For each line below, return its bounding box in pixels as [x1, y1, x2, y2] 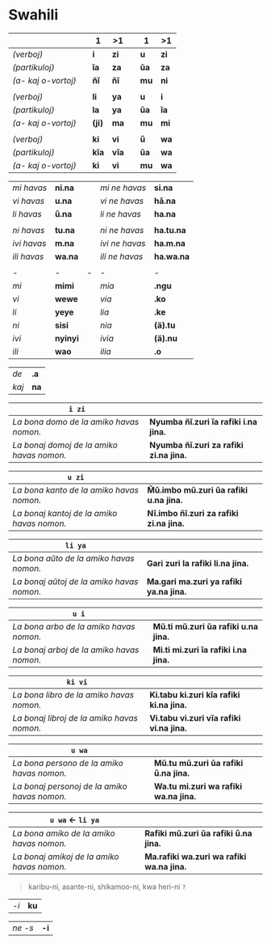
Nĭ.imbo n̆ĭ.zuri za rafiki [147, 507, 240, 519]
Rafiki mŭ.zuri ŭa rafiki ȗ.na [144, 828, 252, 839]
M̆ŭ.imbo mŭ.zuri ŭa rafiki [147, 484, 248, 495]
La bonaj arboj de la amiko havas [12, 644, 140, 655]
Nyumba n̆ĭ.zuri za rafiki [148, 439, 244, 451]
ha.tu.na [154, 224, 186, 235]
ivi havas [12, 237, 47, 248]
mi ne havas [99, 182, 147, 193]
